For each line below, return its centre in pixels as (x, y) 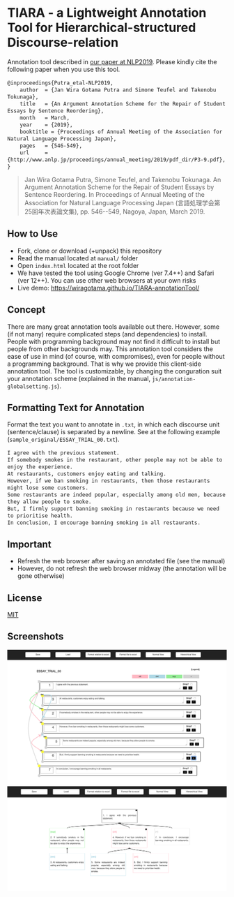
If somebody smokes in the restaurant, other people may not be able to (115, 460)
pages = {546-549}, (51, 146)
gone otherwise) (41, 576)
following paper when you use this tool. (64, 69)
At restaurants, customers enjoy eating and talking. (87, 474)
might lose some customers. (48, 488)
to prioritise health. (40, 516)
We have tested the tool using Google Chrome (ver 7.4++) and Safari (116, 273)
